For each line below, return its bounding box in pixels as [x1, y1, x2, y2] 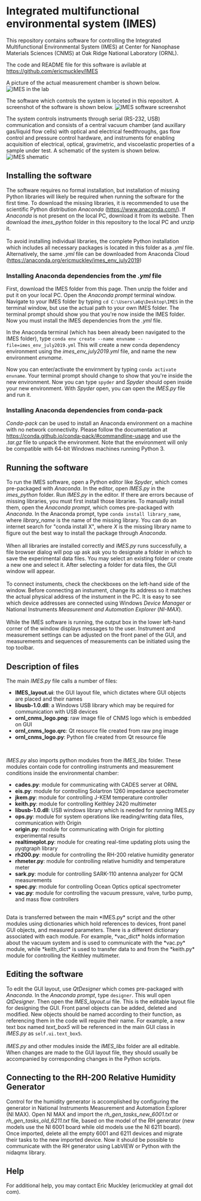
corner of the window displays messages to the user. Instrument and [6, 625, 175, 632]
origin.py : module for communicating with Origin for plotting [14, 825, 165, 832]
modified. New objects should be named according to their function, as [6, 1010, 182, 1018]
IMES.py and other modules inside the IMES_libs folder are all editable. [6, 1042, 180, 1049]
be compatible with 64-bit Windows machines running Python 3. [6, 445, 165, 452]
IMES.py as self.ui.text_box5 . [6, 1030, 83, 1037]
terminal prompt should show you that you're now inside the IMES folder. [6, 310, 185, 318]
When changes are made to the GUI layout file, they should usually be [6, 1049, 178, 1056]
